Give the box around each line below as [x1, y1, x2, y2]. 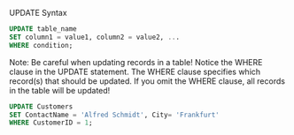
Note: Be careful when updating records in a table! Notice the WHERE [9, 56, 263, 67]
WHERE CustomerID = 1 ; [9, 118, 93, 127]
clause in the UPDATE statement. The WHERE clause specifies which [9, 66, 261, 77]
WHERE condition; [9, 41, 73, 49]
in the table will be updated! [9, 85, 111, 95]
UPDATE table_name [9, 25, 77, 34]
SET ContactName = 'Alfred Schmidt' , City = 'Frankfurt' [9, 110, 220, 119]
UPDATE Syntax [9, 8, 68, 18]
